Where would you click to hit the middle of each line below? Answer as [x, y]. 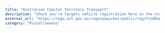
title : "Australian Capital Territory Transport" [57, 9]
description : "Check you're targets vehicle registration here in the [79, 14]
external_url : [20, 18]
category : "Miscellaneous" [33, 23]
